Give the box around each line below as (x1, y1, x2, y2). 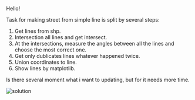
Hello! (6, 5, 21, 12)
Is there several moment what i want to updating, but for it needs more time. (6, 76, 190, 83)
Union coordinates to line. (14, 58, 78, 65)
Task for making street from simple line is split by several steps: (6, 16, 160, 23)
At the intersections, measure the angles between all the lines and (14, 40, 174, 47)
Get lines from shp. (14, 27, 61, 35)
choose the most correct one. (14, 46, 87, 53)
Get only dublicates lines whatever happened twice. (14, 53, 140, 59)
